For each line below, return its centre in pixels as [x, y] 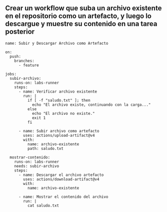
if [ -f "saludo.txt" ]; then [59, 100]
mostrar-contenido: [30, 157]
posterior [20, 32]
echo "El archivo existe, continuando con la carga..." [91, 105]
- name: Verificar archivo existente [58, 91]
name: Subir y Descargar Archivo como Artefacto [57, 43]
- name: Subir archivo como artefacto [59, 131]
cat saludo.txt [43, 205]
